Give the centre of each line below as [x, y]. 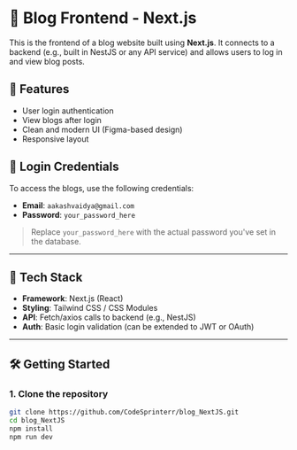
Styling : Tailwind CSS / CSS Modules [90, 308]
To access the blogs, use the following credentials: [102, 188]
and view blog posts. [47, 61]
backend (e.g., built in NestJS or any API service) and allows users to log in [146, 51]
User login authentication [68, 111]
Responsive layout [55, 139]
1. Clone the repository [59, 393]
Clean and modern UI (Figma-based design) [102, 129]
